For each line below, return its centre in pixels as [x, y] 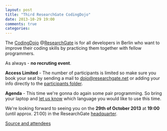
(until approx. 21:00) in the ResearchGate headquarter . [61, 114]
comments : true [21, 24]
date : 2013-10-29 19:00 [30, 19]
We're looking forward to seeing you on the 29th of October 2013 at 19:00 [82, 108]
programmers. [20, 54]
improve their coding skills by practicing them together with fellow [73, 48]
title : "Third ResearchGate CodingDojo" [48, 15]
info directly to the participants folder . [44, 84]
